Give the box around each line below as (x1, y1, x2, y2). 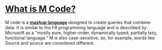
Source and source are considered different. (5, 40, 95, 46)
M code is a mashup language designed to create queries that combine (5, 19, 151, 25)
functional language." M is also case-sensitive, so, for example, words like (5, 35, 155, 41)
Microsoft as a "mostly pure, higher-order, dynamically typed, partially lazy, (5, 30, 158, 35)
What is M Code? (5, 3, 76, 15)
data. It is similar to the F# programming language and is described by (5, 24, 147, 30)
